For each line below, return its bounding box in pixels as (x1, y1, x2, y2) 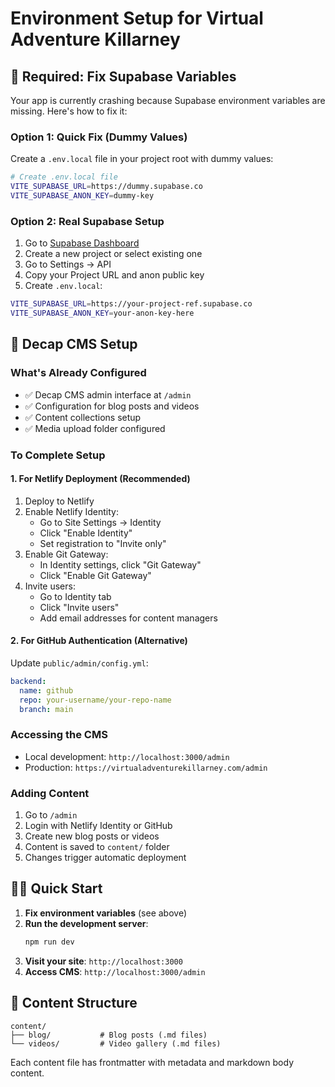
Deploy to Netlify (24, 495, 95, 507)
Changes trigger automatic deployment (24, 852, 187, 864)
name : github (19, 685, 74, 696)
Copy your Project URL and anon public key (24, 269, 205, 281)
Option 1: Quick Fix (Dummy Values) (10, 130, 188, 144)
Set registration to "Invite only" (39, 537, 167, 549)
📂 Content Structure (10, 995, 138, 1012)
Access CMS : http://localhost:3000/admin (24, 965, 206, 977)
